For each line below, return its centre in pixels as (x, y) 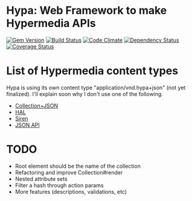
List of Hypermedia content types (92, 71)
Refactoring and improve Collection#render (69, 172)
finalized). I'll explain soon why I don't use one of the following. (85, 94)
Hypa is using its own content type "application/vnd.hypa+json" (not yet (96, 88)
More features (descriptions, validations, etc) (71, 191)
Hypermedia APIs (51, 23)
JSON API (27, 125)
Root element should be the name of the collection (78, 166)
